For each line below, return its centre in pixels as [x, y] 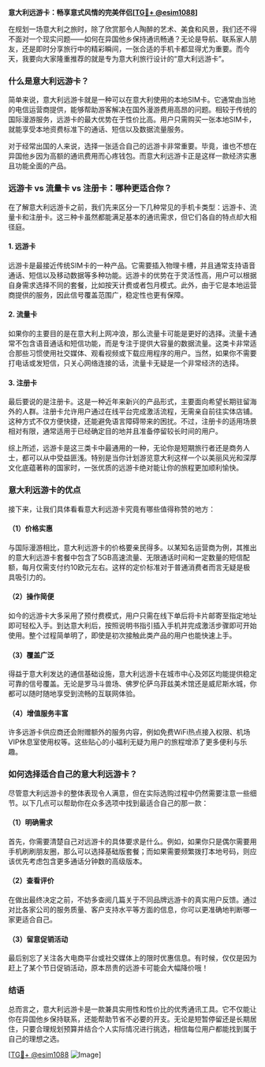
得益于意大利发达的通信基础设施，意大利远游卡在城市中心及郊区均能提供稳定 [132, 674]
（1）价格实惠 [31, 529]
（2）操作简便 [31, 597]
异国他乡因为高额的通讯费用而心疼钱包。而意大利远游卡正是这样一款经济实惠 [132, 156]
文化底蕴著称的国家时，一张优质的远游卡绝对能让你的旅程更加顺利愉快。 [125, 468]
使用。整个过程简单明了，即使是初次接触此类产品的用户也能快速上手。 [122, 635]
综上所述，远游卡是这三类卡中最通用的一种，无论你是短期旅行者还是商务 [125, 448]
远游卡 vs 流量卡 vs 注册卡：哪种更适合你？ [90, 189]
